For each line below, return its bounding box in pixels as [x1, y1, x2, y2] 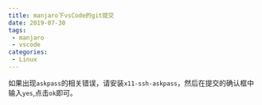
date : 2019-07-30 [8, 19, 66, 27]
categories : [8, 48, 48, 56]
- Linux [11, 56, 37, 64]
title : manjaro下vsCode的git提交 [8, 11, 115, 20]
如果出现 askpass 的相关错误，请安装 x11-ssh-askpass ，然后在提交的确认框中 [8, 78, 255, 88]
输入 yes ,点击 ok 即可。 [8, 88, 77, 97]
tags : [8, 26, 26, 34]
